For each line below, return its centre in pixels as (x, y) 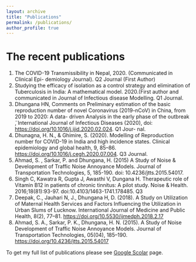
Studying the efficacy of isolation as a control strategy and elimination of (102, 86)
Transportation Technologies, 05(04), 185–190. (71, 235)
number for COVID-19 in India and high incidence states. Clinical (92, 142)
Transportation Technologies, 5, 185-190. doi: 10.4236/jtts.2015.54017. (99, 173)
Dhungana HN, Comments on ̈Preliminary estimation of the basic (93, 104)
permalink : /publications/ (39, 22)
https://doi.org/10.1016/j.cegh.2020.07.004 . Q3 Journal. (81, 154)
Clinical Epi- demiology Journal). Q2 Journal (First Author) (85, 79)
